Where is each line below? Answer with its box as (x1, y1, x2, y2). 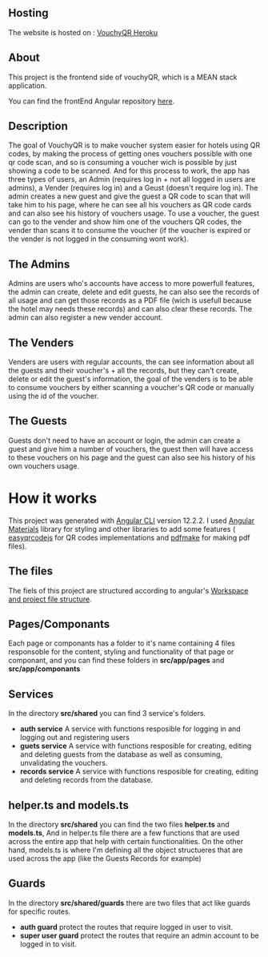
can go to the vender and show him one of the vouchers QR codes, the (8, 217, 242, 227)
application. (8, 80, 47, 90)
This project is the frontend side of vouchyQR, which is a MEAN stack (8, 72, 238, 82)
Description (8, 119, 68, 133)
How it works (8, 489, 98, 508)
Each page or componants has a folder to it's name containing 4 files (8, 638, 236, 648)
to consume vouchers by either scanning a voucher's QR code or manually (8, 383, 254, 392)
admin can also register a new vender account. (8, 312, 163, 323)
